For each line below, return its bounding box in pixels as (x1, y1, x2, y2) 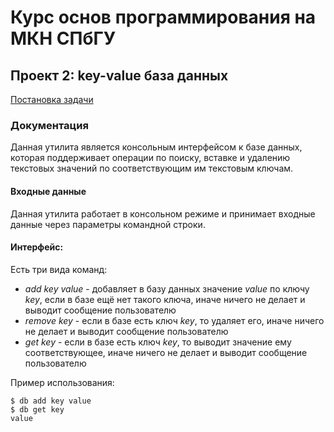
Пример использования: (10, 376, 115, 388)
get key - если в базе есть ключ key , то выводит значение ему (24, 336, 292, 348)
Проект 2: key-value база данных (10, 67, 229, 84)
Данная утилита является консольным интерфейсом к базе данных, (10, 141, 303, 153)
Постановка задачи (10, 94, 94, 105)
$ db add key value (10, 396, 92, 406)
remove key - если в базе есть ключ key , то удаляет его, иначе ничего (24, 314, 325, 326)
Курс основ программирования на (10, 6, 317, 29)
